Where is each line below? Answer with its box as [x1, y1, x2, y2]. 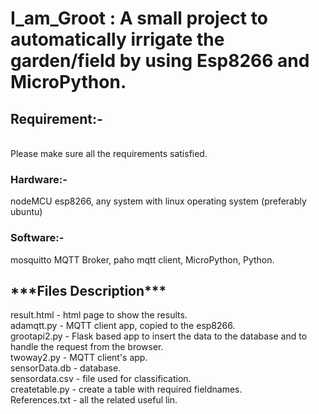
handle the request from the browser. [10, 341, 164, 353]
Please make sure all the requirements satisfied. [10, 148, 208, 159]
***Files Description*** [10, 282, 167, 299]
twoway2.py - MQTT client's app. [10, 352, 148, 364]
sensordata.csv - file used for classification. [10, 373, 192, 385]
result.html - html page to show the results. [10, 309, 188, 321]
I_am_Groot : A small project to [10, 7, 268, 30]
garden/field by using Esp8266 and [10, 50, 310, 72]
